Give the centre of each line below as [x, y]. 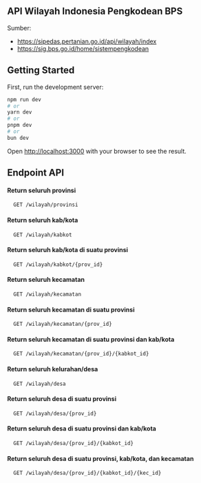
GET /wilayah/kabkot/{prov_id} [58, 265]
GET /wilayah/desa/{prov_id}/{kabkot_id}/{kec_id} [87, 473]
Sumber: [19, 28]
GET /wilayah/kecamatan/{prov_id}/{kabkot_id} [81, 354]
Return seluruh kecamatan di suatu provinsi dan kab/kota [91, 339]
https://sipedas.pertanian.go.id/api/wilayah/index [87, 41]
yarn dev [20, 112]
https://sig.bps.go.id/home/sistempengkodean [83, 48]
